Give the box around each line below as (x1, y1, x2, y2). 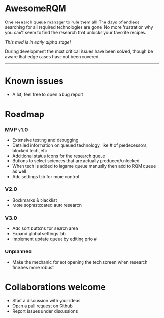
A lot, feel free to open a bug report (12, 91, 84, 97)
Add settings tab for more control (12, 174, 80, 180)
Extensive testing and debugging (12, 137, 79, 143)
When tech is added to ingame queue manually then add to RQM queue (12, 163, 156, 169)
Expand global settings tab (12, 230, 66, 236)
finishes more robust (12, 265, 54, 271)
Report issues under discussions (12, 308, 78, 314)
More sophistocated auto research (12, 202, 82, 208)
